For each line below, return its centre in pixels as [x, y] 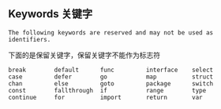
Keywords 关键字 [51, 14]
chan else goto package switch [111, 84]
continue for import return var [105, 97]
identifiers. [30, 39]
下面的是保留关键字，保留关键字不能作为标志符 [84, 55]
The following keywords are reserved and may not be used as [111, 33]
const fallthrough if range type [107, 90]
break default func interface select [111, 70]
